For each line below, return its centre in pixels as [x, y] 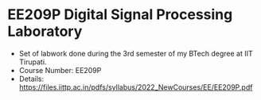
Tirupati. [33, 62]
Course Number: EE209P [60, 70]
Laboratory [45, 31]
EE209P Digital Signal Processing [120, 15]
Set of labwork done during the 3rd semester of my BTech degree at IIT [136, 53]
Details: [31, 79]
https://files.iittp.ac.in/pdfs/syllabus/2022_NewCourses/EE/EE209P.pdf [136, 87]
